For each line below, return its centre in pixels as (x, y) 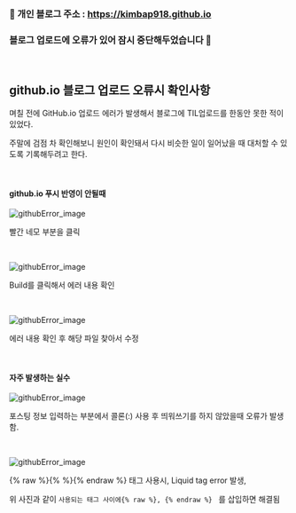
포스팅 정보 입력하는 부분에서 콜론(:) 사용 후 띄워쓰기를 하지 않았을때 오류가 (138, 416)
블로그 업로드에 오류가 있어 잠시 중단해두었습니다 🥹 (111, 40)
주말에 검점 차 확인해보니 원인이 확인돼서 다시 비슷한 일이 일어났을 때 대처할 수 (144, 143)
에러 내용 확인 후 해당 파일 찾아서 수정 (74, 338)
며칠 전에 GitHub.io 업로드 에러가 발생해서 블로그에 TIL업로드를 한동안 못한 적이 (147, 114)
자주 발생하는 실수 (40, 377)
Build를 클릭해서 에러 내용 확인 (62, 285)
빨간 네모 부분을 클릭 (45, 232)
